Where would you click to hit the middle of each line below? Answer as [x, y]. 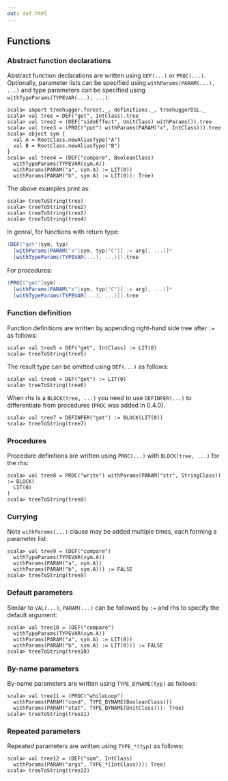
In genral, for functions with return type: [63, 232]
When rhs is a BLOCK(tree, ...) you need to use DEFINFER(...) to [100, 397]
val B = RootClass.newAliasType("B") [67, 146]
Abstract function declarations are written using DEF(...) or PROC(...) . [106, 75]
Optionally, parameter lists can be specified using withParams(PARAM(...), [111, 83]
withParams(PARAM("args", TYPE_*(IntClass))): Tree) [90, 765]
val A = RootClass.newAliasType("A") [67, 140]
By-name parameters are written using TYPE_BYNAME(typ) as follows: [102, 684]
